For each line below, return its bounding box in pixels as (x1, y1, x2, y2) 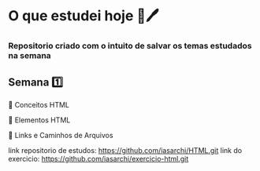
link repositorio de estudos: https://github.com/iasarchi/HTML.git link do (8, 145, 243, 155)
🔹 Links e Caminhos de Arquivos (8, 130, 113, 140)
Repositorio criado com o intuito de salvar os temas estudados (8, 41, 252, 52)
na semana (8, 50, 51, 61)
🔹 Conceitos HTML (8, 100, 69, 109)
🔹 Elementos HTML (8, 115, 71, 125)
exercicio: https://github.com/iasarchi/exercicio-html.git (8, 154, 189, 163)
